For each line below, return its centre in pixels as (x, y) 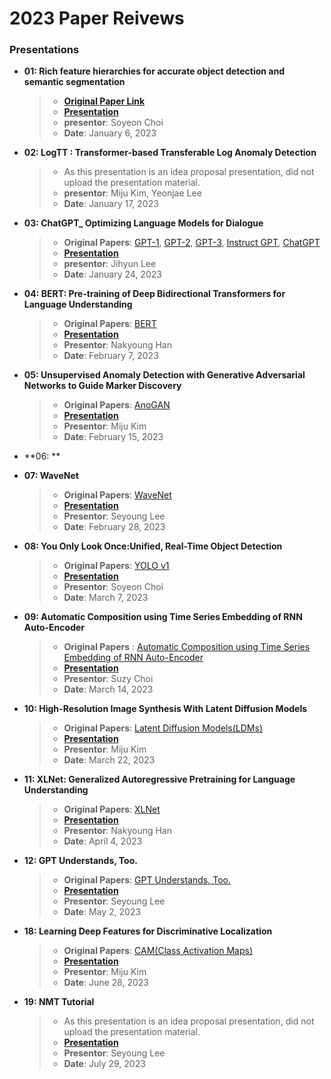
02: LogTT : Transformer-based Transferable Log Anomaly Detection (170, 153)
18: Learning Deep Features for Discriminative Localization (148, 931)
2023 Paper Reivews (97, 18)
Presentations (44, 50)
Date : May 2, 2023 (102, 912)
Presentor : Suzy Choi (108, 679)
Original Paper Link (104, 101)
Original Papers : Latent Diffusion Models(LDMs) (163, 728)
